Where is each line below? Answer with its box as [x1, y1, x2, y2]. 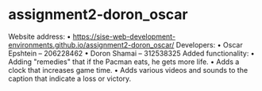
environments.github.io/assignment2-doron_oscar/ [8, 40, 175, 49]
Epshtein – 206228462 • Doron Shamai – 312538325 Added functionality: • [8, 48, 256, 58]
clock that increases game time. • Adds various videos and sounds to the [8, 65, 249, 74]
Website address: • [8, 32, 71, 41]
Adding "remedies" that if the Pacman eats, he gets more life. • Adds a [8, 57, 240, 66]
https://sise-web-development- [72, 32, 176, 41]
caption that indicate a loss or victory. [8, 74, 132, 83]
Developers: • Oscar [175, 40, 244, 49]
